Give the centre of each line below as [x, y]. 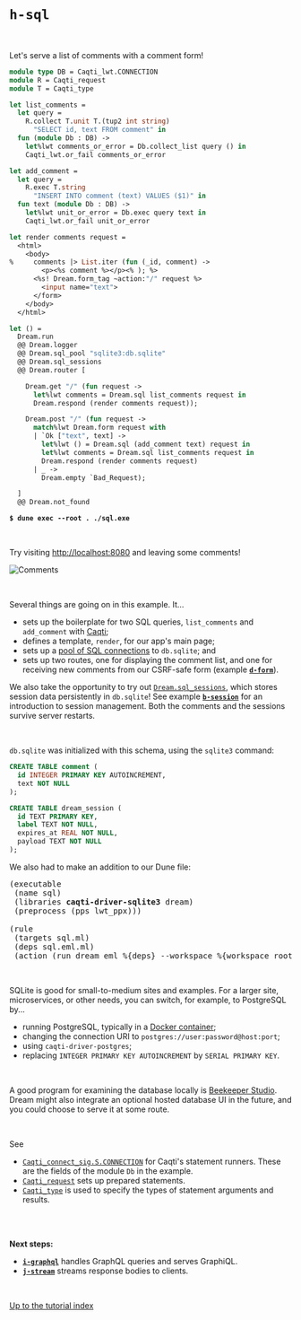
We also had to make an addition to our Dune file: [100, 867]
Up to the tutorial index [52, 1305]
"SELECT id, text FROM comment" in [99, 130]
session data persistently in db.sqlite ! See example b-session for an [136, 696]
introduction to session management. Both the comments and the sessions [147, 706]
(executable [35, 884]
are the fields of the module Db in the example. [107, 1171]
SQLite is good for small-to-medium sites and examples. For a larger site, [144, 990]
